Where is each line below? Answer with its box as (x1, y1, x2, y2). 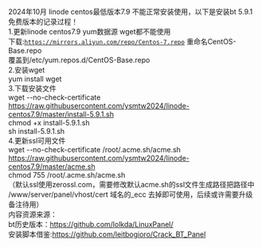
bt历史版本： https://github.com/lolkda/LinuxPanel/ (8, 220, 174, 229)
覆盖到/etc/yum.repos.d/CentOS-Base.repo (8, 55, 151, 65)
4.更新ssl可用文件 (8, 136, 66, 145)
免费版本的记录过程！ (8, 17, 78, 26)
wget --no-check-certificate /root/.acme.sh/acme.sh (8, 145, 182, 154)
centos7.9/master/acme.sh (8, 162, 96, 171)
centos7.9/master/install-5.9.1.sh (8, 110, 114, 119)
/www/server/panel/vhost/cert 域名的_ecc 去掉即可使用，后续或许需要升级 (8, 190, 253, 199)
